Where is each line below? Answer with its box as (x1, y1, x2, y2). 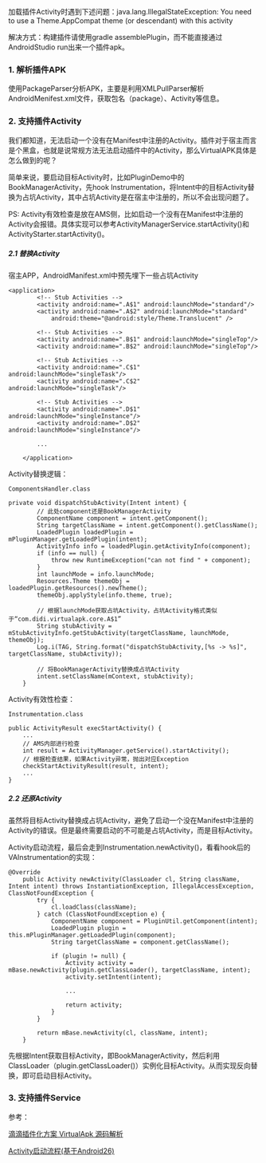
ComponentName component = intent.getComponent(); (37, 514, 209, 522)
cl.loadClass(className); (50, 903, 137, 911)
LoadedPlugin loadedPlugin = (37, 528, 134, 536)
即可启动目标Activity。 (22, 1070, 96, 1080)
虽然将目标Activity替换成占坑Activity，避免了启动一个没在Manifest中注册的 (8, 815, 254, 825)
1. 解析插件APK (8, 64, 66, 75)
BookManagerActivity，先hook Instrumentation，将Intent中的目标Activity (8, 182, 248, 191)
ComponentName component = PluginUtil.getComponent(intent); (50, 917, 259, 925)
